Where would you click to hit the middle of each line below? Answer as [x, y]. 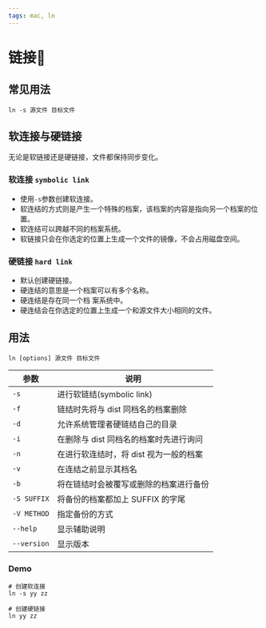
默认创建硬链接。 [48, 280]
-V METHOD [31, 513]
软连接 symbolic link [49, 180]
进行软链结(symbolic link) [105, 394]
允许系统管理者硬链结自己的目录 [117, 424]
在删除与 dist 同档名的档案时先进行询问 [130, 439]
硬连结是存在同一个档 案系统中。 [73, 300]
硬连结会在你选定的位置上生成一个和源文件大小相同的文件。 [118, 310]
